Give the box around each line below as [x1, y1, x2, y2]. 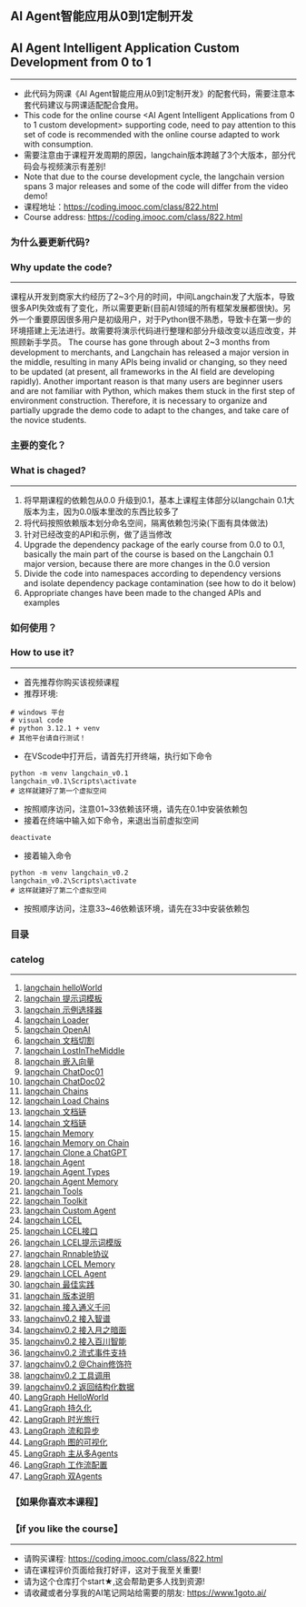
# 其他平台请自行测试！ [10, 733, 87, 743]
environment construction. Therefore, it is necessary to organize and [10, 395, 268, 407]
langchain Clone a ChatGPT [23, 1147, 128, 1158]
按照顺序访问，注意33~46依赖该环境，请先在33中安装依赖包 [23, 903, 251, 914]
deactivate [10, 833, 52, 842]
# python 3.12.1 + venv [10, 723, 101, 733]
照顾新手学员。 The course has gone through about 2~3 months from [10, 337, 271, 348]
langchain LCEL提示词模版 [23, 1237, 122, 1248]
